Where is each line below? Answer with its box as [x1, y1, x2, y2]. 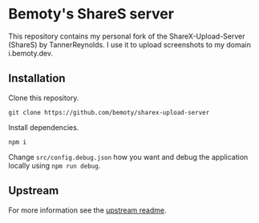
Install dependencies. [8, 122, 79, 132]
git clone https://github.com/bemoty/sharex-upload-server [8, 108, 210, 116]
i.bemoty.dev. [8, 48, 54, 58]
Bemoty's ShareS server [8, 5, 175, 23]
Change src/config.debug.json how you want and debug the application [8, 152, 249, 161]
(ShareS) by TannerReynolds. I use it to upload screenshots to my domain [8, 39, 251, 49]
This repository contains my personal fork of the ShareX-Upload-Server [8, 31, 246, 41]
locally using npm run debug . [8, 160, 101, 170]
